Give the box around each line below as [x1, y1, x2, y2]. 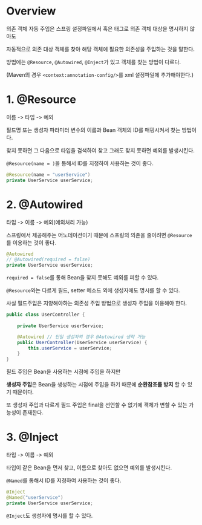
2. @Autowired [6, 198, 83, 211]
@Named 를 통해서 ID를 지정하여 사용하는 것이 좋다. [6, 477, 122, 484]
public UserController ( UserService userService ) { [17, 339, 148, 345]
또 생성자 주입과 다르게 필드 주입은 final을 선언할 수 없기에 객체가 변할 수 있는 [6, 401, 187, 409]
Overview [6, 4, 56, 18]
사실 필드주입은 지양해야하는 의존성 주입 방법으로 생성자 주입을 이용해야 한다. [6, 299, 187, 307]
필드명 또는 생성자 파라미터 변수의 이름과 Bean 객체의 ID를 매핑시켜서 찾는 [6, 126, 181, 134]
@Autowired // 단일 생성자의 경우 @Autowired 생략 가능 [17, 334, 146, 340]
